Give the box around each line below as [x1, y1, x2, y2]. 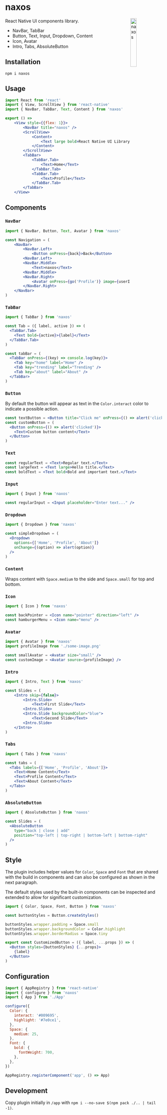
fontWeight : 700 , [18, 1050, 55, 1055]
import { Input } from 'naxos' [5, 491, 70, 496]
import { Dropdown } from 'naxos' [5, 522, 77, 527]
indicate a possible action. [5, 405, 59, 411]
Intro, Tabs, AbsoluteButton [12, 43, 69, 49]
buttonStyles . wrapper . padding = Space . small [5, 922, 99, 927]
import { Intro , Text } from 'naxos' [5, 679, 83, 684]
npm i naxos [5, 71, 30, 76]
